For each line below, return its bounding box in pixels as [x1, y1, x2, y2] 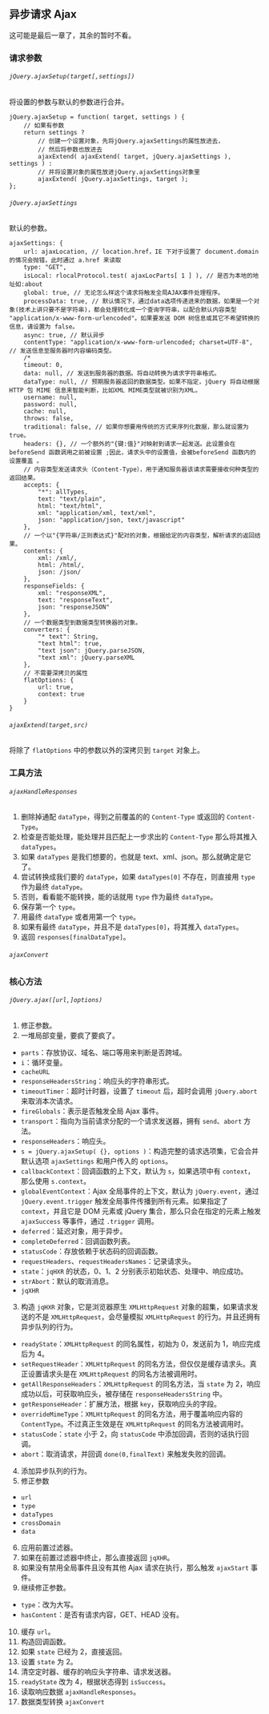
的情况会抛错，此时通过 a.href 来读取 [9, 256, 122, 264]
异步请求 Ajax [9, 7, 77, 22]
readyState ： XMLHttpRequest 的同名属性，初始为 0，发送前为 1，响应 [20, 1338, 247, 1348]
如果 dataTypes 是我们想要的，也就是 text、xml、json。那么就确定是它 [20, 852, 251, 862]
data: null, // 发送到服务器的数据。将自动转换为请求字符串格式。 [23, 369, 221, 378]
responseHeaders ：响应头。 [20, 1136, 110, 1145]
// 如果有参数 [23, 121, 65, 130]
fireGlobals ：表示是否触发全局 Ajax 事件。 [20, 1106, 163, 1116]
